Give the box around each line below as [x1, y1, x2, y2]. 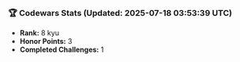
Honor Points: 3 [19, 37, 73, 46]
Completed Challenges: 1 [19, 45, 104, 54]
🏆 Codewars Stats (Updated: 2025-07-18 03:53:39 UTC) [8, 7, 233, 18]
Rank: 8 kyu [19, 28, 59, 38]
